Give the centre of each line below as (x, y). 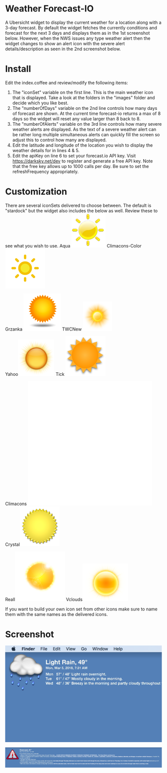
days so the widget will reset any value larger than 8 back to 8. (76, 119)
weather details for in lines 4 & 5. (46, 150)
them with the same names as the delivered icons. (56, 614)
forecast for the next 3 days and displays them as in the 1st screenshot (78, 33)
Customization (36, 192)
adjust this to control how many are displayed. (59, 140)
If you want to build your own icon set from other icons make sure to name (82, 609)
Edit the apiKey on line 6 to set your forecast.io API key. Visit (74, 156)
